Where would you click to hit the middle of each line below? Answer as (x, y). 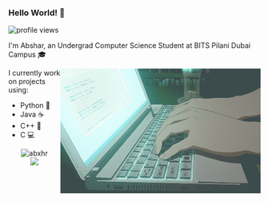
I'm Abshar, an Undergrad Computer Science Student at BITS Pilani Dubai (129, 46)
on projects (27, 81)
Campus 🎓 (27, 54)
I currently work (34, 73)
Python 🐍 (35, 105)
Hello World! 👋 (37, 13)
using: (18, 90)
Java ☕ (32, 114)
